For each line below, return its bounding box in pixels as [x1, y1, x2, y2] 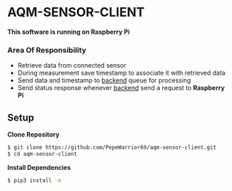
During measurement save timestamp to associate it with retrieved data [17, 68, 226, 78]
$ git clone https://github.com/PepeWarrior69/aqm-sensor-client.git [7, 144, 217, 152]
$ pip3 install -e [7, 177, 62, 184]
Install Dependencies [7, 163, 71, 171]
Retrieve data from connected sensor [17, 61, 127, 70]
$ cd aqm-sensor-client [7, 150, 78, 157]
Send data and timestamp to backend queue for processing [17, 76, 191, 85]
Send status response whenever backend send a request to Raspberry [17, 84, 225, 92]
